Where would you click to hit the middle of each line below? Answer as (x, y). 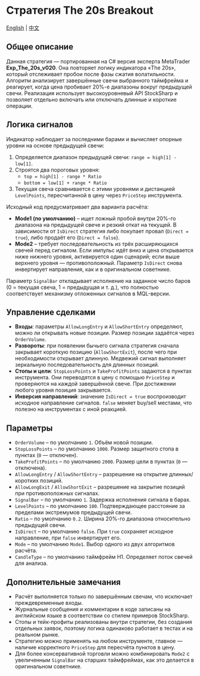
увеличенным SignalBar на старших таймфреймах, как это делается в (104, 660)
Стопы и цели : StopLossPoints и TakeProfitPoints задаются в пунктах (103, 371)
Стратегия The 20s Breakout (80, 10)
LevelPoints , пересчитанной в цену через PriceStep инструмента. (99, 195)
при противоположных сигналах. (57, 494)
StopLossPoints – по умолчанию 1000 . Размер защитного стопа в (97, 449)
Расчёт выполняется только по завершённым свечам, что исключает (104, 596)
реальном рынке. (37, 634)
